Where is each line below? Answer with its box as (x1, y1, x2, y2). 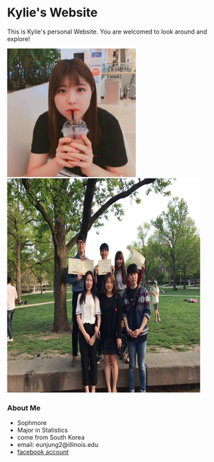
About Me (7, 403, 41, 413)
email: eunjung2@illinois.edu (16, 441, 99, 449)
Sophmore (16, 419, 47, 427)
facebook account (16, 448, 69, 457)
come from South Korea (16, 433, 85, 441)
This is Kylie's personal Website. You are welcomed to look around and (7, 27, 207, 36)
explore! (7, 34, 31, 42)
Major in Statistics (16, 426, 69, 435)
